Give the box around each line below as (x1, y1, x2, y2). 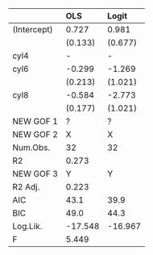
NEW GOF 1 (12, 116, 59, 127)
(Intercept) (12, 24, 53, 35)
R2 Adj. (12, 182, 40, 192)
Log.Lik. (12, 221, 43, 232)
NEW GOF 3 (12, 169, 59, 179)
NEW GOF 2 (12, 129, 59, 140)
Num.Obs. (12, 142, 51, 153)
